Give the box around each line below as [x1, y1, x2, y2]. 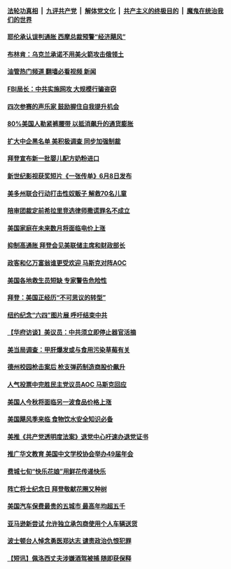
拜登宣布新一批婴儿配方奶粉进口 [7, 155, 99, 163]
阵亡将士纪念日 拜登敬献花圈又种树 [7, 485, 107, 493]
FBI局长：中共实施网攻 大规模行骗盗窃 [7, 84, 117, 93]
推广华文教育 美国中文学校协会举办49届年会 [7, 450, 134, 458]
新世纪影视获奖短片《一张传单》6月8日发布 [7, 171, 132, 180]
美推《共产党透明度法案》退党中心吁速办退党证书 [7, 432, 148, 440]
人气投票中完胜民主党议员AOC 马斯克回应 [7, 380, 127, 389]
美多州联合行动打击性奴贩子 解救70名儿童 [7, 189, 127, 197]
